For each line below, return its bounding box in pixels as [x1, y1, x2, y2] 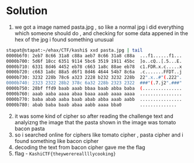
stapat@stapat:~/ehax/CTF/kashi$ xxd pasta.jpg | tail [6, 47, 143, 53]
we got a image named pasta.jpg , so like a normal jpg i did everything [14, 23, 184, 30]
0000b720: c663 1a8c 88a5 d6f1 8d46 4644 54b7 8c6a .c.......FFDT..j [6, 69, 182, 75]
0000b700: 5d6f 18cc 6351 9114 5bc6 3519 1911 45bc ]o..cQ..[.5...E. [6, 58, 182, 64]
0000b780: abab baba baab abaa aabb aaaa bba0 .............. [6, 101, 177, 108]
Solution [6, 4, 48, 18]
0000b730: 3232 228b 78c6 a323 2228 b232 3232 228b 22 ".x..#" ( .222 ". [6, 74, 182, 80]
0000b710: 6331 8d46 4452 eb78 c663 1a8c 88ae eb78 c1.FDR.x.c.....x [6, 63, 182, 70]
